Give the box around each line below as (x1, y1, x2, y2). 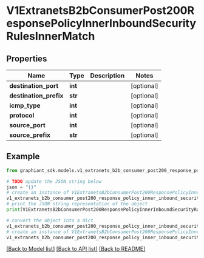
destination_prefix (9, 91, 64, 100)
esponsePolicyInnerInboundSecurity (6, 16, 196, 30)
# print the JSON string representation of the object (6, 201, 148, 207)
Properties (6, 53, 47, 64)
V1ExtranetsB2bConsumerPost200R (6, 4, 195, 18)
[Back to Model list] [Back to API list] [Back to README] (6, 245, 146, 253)
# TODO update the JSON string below (6, 178, 102, 185)
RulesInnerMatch (6, 30, 95, 43)
